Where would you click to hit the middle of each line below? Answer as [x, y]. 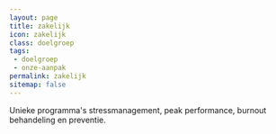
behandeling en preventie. [58, 120]
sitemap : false [38, 85]
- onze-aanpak [40, 68]
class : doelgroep [42, 43]
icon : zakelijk [38, 34]
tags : [19, 51]
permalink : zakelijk [48, 76]
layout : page [34, 18]
